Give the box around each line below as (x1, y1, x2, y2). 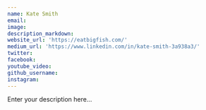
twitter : (7, 50, 33, 57)
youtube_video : (7, 63, 52, 70)
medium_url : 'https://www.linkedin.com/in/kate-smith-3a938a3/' (7, 43, 200, 50)
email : (7, 17, 27, 24)
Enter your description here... (7, 95, 92, 104)
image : (7, 23, 27, 30)
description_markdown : (7, 30, 74, 37)
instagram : (7, 75, 40, 83)
